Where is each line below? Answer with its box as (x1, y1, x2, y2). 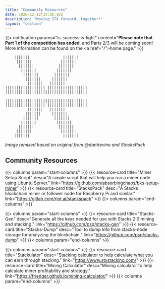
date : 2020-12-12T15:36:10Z (5, 12, 63, 17)
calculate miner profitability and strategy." (5, 268, 91, 274)
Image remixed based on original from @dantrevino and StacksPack (5, 142, 145, 148)
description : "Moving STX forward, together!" (5, 16, 103, 21)
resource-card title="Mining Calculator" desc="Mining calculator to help (5, 263, 153, 269)
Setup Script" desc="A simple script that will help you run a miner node (5, 175, 151, 181)
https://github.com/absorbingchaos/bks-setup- (62, 180, 160, 186)
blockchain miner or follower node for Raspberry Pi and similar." (5, 191, 135, 197)
